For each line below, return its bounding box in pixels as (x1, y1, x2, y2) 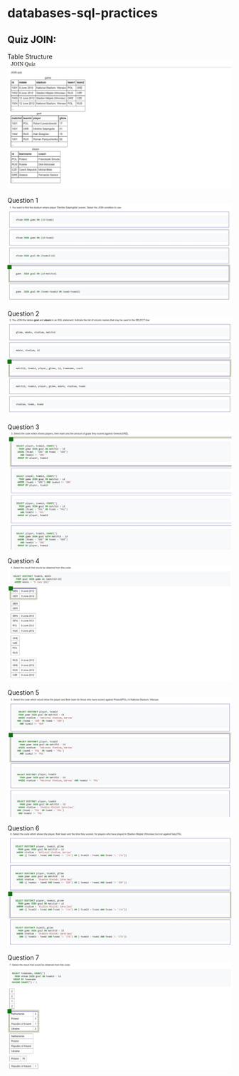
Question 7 (7, 953, 40, 962)
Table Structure (7, 52, 53, 61)
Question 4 (7, 556, 41, 565)
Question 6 (7, 824, 40, 833)
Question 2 (7, 309, 40, 318)
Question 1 (7, 196, 38, 205)
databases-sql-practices (7, 5, 158, 21)
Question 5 (7, 688, 40, 697)
